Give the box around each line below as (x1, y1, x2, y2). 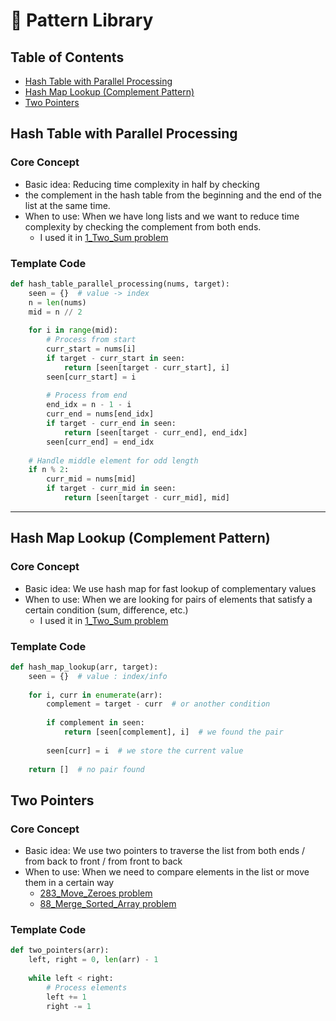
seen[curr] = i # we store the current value (46, 745, 244, 756)
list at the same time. (24, 199, 111, 211)
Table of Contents (10, 49, 125, 66)
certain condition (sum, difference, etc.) (24, 604, 189, 616)
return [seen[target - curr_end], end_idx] (63, 427, 248, 438)
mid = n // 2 (28, 307, 83, 317)
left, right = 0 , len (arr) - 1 (28, 955, 159, 965)
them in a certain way (24, 877, 115, 889)
